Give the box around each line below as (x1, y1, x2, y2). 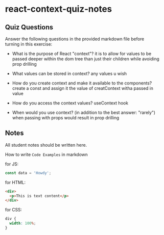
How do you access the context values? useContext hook (12, 100, 129, 106)
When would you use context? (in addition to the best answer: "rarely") (12, 109, 156, 115)
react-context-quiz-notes (5, 3, 112, 15)
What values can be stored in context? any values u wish (12, 71, 127, 77)
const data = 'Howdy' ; (5, 170, 51, 175)
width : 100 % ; (9, 221, 36, 226)
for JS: (5, 161, 19, 167)
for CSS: (5, 207, 22, 213)
